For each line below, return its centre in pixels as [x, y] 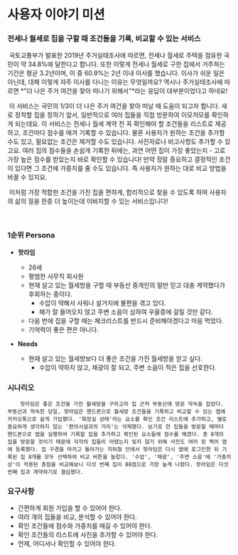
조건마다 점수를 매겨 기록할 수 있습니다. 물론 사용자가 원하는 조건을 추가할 [124, 133]
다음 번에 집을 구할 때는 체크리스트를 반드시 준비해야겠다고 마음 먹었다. [126, 320]
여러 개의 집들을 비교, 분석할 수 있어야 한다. [77, 517]
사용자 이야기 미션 [56, 15]
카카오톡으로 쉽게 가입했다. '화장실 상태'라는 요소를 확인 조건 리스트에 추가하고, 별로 [117, 419]
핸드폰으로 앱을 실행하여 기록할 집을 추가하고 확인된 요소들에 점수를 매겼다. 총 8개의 [115, 435]
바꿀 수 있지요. [27, 177]
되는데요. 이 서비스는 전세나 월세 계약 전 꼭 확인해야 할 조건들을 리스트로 [114, 124]
